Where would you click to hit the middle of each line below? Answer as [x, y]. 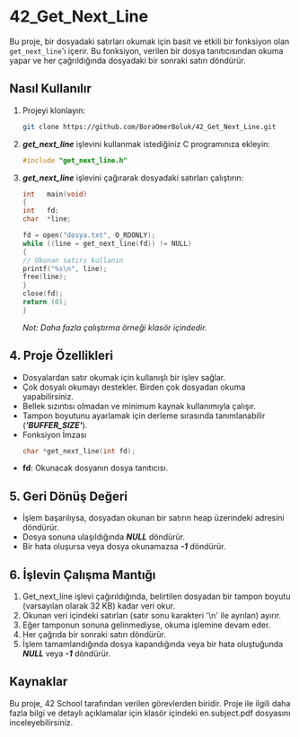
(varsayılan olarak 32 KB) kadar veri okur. [99, 606]
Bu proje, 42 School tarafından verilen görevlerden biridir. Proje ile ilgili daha [150, 703]
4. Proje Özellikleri [62, 356]
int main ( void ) [55, 194]
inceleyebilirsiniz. [41, 722]
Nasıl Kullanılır [51, 88]
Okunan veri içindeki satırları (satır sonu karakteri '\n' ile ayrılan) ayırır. [151, 616]
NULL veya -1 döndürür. [66, 654]
